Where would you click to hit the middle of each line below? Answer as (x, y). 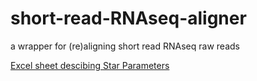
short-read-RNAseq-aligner (128, 18)
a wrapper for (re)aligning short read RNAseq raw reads (125, 46)
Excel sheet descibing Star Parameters (90, 65)
